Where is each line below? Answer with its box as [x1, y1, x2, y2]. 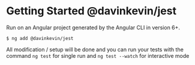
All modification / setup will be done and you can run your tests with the [6, 46, 184, 53]
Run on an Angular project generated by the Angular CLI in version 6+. [6, 24, 181, 31]
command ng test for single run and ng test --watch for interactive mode [6, 52, 190, 59]
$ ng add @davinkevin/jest [6, 35, 74, 41]
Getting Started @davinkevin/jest [6, 4, 177, 18]
